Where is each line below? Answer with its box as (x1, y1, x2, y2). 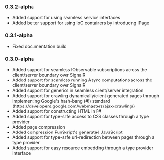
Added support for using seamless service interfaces (12, 15, 121, 21)
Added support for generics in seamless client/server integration (12, 87, 144, 93)
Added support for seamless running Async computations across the (12, 77, 153, 83)
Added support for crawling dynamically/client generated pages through (12, 92, 159, 99)
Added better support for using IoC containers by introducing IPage (12, 20, 149, 26)
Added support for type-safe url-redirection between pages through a (12, 134, 155, 140)
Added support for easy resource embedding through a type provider (12, 145, 154, 151)
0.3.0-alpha (5, 55, 34, 62)
